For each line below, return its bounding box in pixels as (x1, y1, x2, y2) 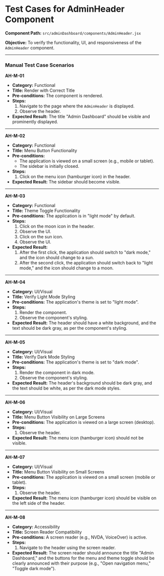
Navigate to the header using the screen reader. (19, 545, 116, 550)
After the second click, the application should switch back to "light (19, 260, 153, 266)
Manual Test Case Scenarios (5, 61, 74, 68)
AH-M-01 (5, 73, 24, 79)
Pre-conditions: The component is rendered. (12, 93, 103, 99)
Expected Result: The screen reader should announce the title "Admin (12, 550, 154, 556)
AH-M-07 (5, 454, 25, 460)
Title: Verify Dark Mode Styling (12, 354, 75, 360)
